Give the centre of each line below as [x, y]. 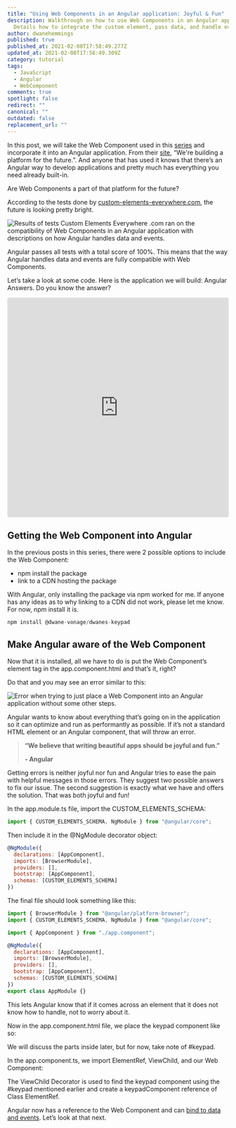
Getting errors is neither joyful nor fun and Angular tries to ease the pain [112, 773]
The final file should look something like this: [72, 901]
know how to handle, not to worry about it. [68, 1012]
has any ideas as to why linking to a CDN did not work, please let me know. [116, 602]
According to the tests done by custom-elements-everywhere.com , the [110, 202]
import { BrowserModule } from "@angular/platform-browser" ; [99, 914]
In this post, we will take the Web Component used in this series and [106, 145]
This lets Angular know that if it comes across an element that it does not [113, 1004]
